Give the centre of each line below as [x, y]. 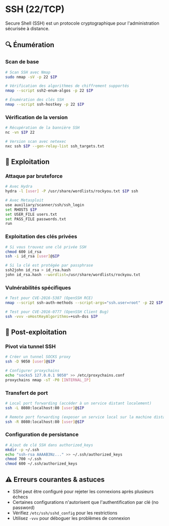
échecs [20, 497]
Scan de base [22, 62]
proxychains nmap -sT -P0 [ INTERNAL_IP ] [48, 380]
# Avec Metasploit [24, 200]
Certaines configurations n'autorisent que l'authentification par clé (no [86, 502]
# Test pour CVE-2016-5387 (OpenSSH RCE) [49, 298]
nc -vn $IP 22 [20, 133]
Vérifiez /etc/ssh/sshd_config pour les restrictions [65, 513]
